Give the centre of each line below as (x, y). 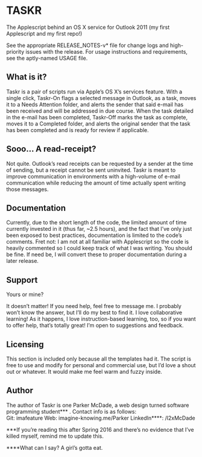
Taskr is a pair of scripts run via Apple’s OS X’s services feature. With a (94, 92)
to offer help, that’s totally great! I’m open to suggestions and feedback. (95, 326)
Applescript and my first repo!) (44, 33)
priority (15, 51)
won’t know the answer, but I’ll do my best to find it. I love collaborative (94, 313)
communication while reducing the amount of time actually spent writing (96, 183)
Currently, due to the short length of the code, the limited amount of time (96, 222)
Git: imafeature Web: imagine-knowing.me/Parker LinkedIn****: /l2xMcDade (101, 418)
